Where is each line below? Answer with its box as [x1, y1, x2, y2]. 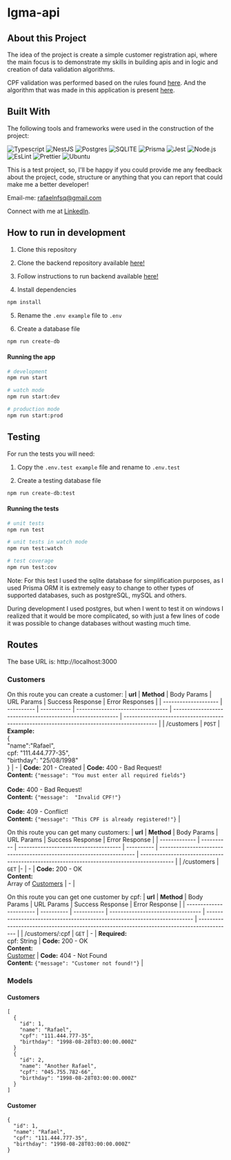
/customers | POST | [165, 719, 221, 728]
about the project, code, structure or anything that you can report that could [7, 172, 223, 181]
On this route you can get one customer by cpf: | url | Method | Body [7, 893, 203, 901]
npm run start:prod [7, 412, 63, 419]
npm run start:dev [7, 393, 60, 401]
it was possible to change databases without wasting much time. [7, 619, 191, 627]
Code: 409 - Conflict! [7, 808, 69, 816]
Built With [7, 106, 50, 118]
